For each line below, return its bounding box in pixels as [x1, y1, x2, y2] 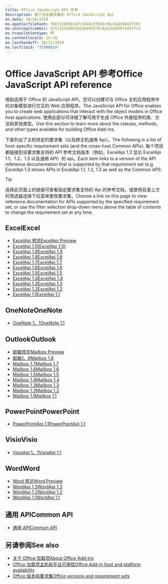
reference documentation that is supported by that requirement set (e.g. [5, 161, 154, 167]
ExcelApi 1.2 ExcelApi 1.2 [12, 286, 63, 292]
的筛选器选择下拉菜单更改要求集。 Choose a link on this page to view [5, 193, 147, 199]
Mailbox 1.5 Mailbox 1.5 [12, 372, 59, 377]
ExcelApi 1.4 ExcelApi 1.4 [12, 275, 63, 282]
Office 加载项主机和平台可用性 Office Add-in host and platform [12, 561, 141, 567]
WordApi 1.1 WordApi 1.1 [12, 494, 60, 500]
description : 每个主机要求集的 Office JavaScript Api [5, 12, 114, 17]
